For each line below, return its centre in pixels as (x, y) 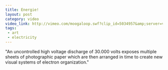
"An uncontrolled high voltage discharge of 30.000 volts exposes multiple (81, 51)
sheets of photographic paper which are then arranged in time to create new (84, 57)
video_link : (17, 24)
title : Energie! (22, 10)
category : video (22, 19)
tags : (11, 28)
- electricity (22, 38)
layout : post (19, 14)
